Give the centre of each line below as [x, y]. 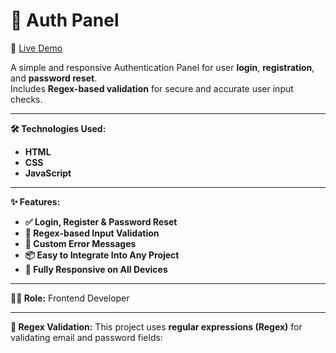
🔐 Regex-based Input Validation [92, 233]
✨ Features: [35, 201]
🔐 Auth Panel [65, 20]
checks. [26, 99]
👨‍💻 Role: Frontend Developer [70, 298]
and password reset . [54, 78]
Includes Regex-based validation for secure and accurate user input [152, 88]
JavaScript [48, 173]
